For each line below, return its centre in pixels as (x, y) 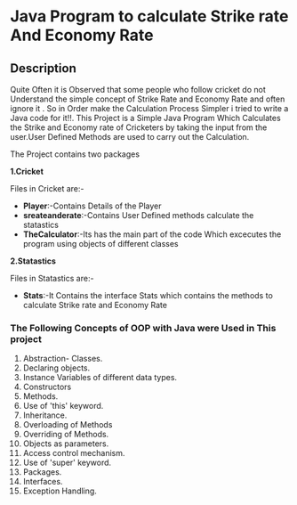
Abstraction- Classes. (63, 359)
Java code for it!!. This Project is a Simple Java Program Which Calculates (145, 118)
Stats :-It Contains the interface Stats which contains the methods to (148, 295)
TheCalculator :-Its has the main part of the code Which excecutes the (152, 234)
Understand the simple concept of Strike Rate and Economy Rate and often (148, 99)
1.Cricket (27, 171)
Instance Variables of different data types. (100, 378)
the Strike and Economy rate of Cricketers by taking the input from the (139, 127)
